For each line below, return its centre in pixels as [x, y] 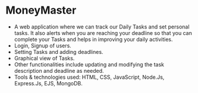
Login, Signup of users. [43, 46]
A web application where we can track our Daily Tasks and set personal [102, 27]
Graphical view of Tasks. [44, 58]
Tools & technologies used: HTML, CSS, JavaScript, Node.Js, [89, 77]
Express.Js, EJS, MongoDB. [48, 83]
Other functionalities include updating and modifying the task [89, 64]
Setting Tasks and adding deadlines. [59, 52]
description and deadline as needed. [59, 70]
